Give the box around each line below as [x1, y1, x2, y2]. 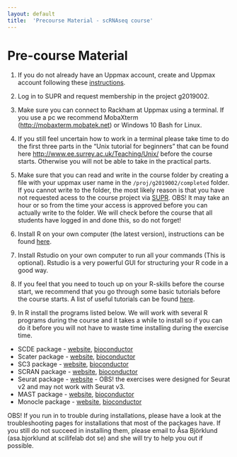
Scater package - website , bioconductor [17, 352, 136, 361]
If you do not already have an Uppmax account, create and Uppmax [17, 71, 216, 79]
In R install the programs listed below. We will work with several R [17, 309, 208, 317]
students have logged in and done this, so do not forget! [17, 216, 182, 225]
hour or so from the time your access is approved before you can [17, 201, 208, 210]
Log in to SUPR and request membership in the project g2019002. [17, 92, 210, 101]
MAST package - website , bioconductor [17, 390, 134, 399]
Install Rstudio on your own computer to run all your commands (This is [17, 251, 226, 259]
